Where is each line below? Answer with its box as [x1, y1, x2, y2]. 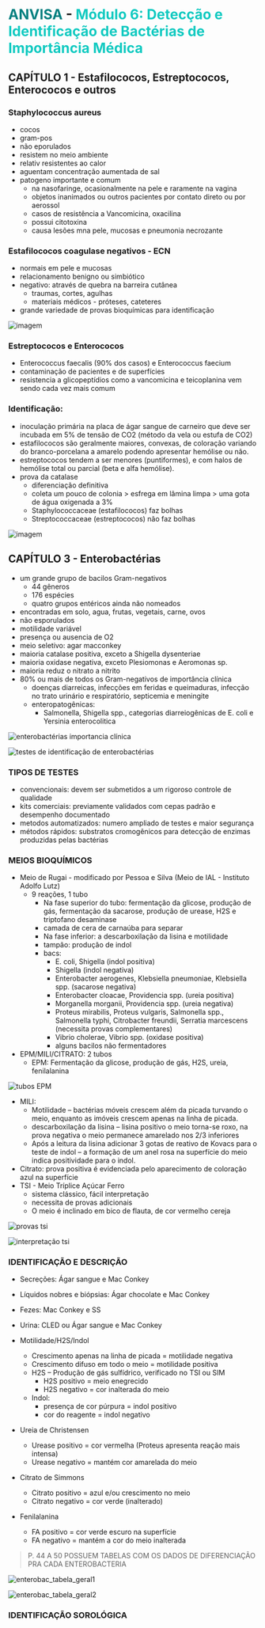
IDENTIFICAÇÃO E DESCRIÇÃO [8, 1257, 128, 1268]
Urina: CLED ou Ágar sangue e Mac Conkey [19, 1320, 162, 1330]
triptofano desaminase [43, 915, 117, 924]
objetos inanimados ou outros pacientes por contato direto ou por [31, 192, 246, 201]
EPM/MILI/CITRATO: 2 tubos [19, 1049, 112, 1059]
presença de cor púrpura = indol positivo [43, 1402, 177, 1411]
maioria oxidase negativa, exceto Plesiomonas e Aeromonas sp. [19, 657, 228, 666]
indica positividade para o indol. [31, 1156, 136, 1165]
